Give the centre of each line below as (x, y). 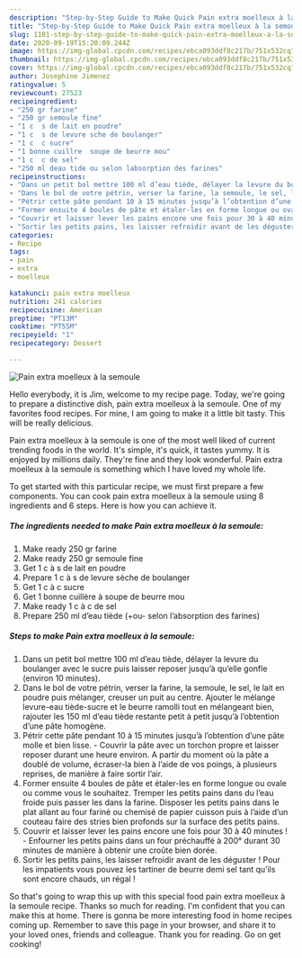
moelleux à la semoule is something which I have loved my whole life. (138, 469)
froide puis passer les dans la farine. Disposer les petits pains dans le (151, 802)
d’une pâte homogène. (64, 726)
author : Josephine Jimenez (60, 76)
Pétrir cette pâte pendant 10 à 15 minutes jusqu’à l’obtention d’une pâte (153, 735)
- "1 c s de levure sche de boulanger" (86, 135)
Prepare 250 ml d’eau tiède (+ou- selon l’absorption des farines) (141, 615)
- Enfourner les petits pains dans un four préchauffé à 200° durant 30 (151, 840)
